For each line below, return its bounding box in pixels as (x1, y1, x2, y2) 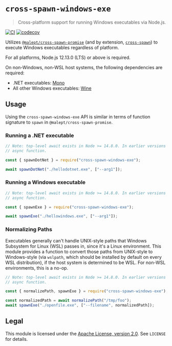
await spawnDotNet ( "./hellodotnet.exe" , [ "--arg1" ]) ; (5, 167, 123, 172)
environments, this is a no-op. (5, 264, 68, 271)
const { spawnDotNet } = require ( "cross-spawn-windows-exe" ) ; (5, 157, 141, 162)
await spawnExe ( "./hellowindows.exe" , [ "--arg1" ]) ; (5, 214, 118, 219)
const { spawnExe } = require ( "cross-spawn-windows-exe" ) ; (5, 205, 134, 210)
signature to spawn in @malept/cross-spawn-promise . (5, 119, 113, 125)
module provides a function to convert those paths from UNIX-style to (5, 248, 153, 255)
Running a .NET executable (5, 132, 74, 139)
